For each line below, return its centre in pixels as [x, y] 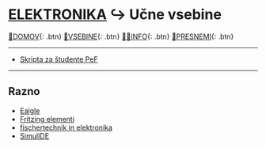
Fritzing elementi [47, 119]
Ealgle [30, 110]
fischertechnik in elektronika [66, 127]
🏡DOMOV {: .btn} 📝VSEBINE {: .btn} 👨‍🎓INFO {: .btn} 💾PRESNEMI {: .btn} [121, 36]
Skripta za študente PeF [59, 59]
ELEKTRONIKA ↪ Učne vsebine [115, 15]
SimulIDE [34, 135]
